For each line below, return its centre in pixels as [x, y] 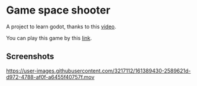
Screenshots [30, 57]
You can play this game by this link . [49, 38]
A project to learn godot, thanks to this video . [61, 27]
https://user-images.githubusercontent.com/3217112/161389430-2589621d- [98, 71]
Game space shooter [58, 10]
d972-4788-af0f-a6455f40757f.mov [50, 77]
